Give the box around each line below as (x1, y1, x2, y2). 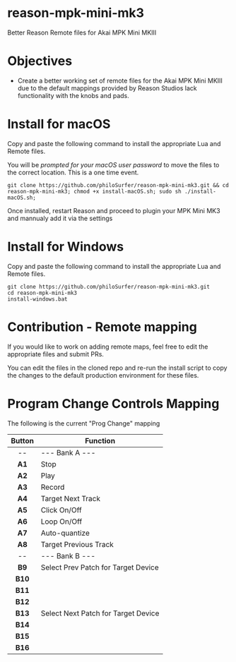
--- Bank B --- (40, 550, 96, 560)
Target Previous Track (40, 539, 114, 549)
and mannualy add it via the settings (7, 214, 113, 222)
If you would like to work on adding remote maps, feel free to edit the (7, 342, 208, 351)
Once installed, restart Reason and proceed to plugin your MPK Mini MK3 (7, 206, 220, 215)
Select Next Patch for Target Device (40, 608, 160, 618)
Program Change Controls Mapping (7, 395, 220, 411)
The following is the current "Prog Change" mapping (7, 419, 160, 428)
